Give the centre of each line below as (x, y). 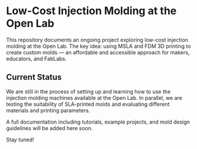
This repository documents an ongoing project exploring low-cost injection (97, 40)
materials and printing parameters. (48, 110)
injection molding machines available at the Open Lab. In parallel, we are (94, 98)
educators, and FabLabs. (36, 59)
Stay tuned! (20, 140)
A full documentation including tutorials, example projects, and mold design (98, 122)
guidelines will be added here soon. (49, 128)
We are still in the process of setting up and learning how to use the (88, 91)
